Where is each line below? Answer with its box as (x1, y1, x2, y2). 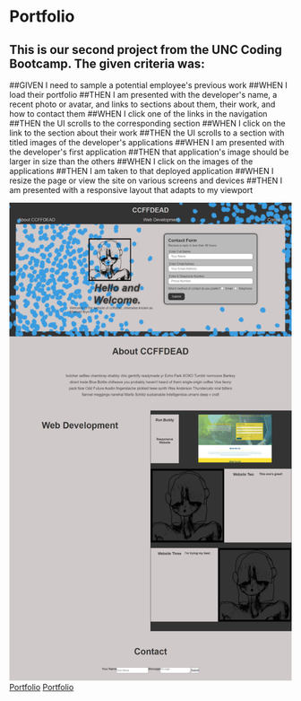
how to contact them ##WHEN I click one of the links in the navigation (9, 109, 268, 118)
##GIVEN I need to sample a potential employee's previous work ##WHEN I (9, 80, 288, 91)
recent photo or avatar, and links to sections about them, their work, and (9, 99, 276, 110)
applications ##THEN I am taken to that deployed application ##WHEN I (9, 166, 274, 176)
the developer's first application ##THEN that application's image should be (9, 146, 289, 157)
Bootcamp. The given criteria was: (9, 56, 205, 71)
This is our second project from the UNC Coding (9, 42, 282, 57)
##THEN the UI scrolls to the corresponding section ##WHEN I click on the (9, 118, 286, 128)
